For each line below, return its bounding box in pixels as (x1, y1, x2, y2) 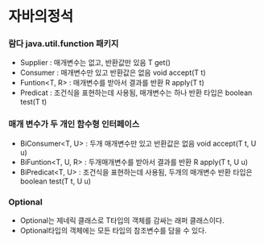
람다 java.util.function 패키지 (8, 38, 119, 49)
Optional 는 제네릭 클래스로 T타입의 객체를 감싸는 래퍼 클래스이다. (19, 216, 225, 225)
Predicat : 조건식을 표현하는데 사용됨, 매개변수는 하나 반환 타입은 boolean (19, 88, 253, 97)
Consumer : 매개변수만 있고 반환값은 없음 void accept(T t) (19, 68, 206, 77)
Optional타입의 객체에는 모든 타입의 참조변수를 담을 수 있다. (19, 226, 207, 236)
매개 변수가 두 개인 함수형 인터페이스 (8, 118, 140, 130)
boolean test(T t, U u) (19, 176, 91, 186)
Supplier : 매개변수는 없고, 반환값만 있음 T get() (19, 58, 171, 68)
